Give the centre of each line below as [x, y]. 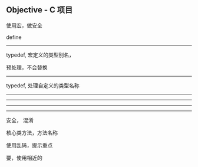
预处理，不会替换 [27, 67]
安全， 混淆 [20, 120]
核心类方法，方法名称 [32, 132]
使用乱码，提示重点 [29, 145]
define [14, 37]
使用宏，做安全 [24, 25]
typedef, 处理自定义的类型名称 [43, 85]
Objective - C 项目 [39, 10]
